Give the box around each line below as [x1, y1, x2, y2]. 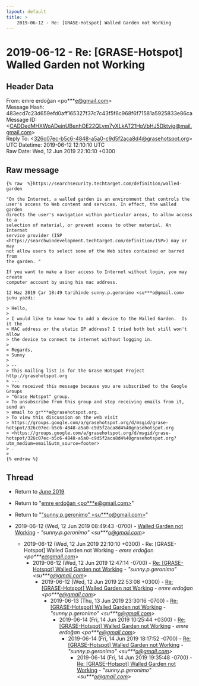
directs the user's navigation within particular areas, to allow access [6, 212, 193, 218]
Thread [6, 472, 34, 482]
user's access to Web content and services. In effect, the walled [6, 201, 177, 208]
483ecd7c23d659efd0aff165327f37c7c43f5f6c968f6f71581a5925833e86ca [6, 110, 193, 117]
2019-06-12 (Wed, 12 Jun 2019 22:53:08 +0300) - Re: [41, 578, 173, 585]
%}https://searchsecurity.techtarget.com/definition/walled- [27, 181, 182, 187]
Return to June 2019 [14, 488, 65, 495]
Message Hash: [6, 103, 45, 110]
